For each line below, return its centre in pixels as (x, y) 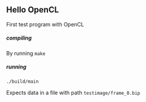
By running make (26, 53)
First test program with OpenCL (45, 24)
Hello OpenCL (32, 10)
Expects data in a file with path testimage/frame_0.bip (73, 92)
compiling (19, 38)
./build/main (23, 81)
